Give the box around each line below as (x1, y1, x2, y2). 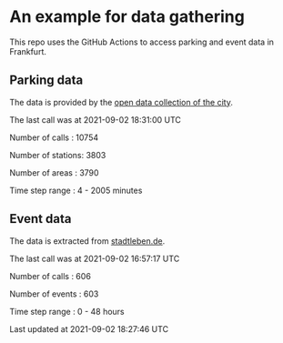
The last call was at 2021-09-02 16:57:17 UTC (9, 253, 180, 264)
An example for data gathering (9, 6, 246, 27)
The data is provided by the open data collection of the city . (9, 96, 234, 107)
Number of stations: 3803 (9, 149, 106, 160)
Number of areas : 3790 (9, 166, 99, 178)
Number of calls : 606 (9, 270, 91, 281)
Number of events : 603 (9, 288, 99, 299)
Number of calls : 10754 (9, 132, 99, 143)
